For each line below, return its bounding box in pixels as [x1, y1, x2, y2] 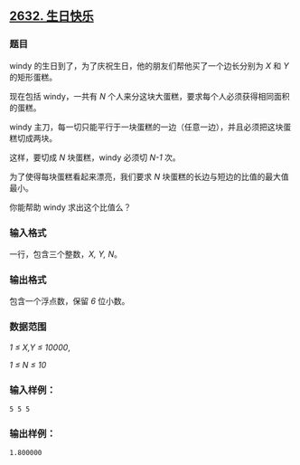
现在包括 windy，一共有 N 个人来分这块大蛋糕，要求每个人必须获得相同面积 [9, 90, 291, 101]
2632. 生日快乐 [9, 8, 94, 24]
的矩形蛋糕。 [9, 71, 57, 82]
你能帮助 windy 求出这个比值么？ [9, 202, 132, 213]
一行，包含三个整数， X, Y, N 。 [9, 248, 123, 260]
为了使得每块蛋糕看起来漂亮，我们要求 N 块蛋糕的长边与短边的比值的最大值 [9, 171, 289, 182]
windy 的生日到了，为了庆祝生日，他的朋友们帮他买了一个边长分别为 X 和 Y [9, 60, 289, 71]
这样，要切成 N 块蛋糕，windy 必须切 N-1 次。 [9, 152, 181, 163]
